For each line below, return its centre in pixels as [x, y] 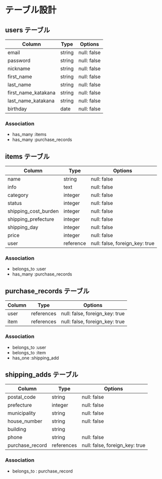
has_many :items [29, 135]
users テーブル [28, 30]
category [18, 195]
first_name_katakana [32, 93]
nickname [19, 69]
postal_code [22, 397]
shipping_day [23, 227]
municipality [22, 413]
